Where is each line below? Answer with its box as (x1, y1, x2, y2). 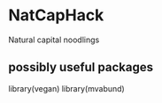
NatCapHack (8, 5, 104, 26)
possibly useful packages (8, 60, 154, 75)
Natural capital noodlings (8, 34, 100, 45)
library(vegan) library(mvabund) (8, 83, 125, 93)
